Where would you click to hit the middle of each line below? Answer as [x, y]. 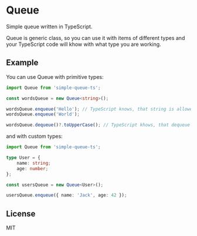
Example [22, 63]
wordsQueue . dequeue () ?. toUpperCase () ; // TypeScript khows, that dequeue [98, 125]
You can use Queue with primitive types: [55, 77]
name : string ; [34, 163]
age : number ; [33, 168]
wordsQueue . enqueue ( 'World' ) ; [43, 114]
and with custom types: [34, 137]
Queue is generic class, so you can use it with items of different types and [96, 38]
